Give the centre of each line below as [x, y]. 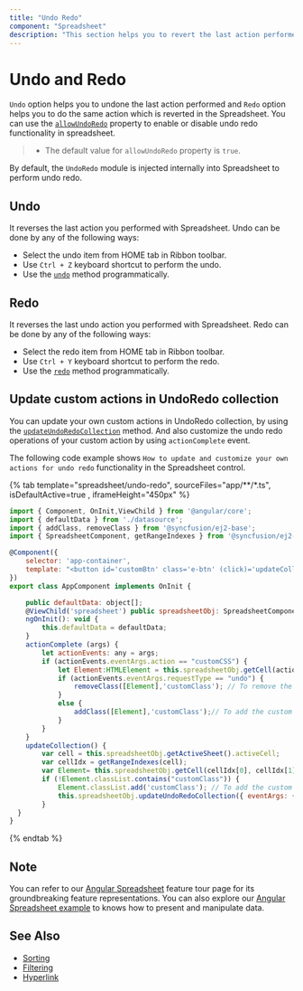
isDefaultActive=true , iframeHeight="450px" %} [100, 495]
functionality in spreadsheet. [62, 133]
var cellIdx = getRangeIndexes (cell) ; [115, 762]
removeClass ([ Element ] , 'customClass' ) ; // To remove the [183, 687]
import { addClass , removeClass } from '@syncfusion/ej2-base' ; [133, 528]
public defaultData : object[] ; [84, 602]
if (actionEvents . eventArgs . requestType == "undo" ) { [161, 678]
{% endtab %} [36, 838]
